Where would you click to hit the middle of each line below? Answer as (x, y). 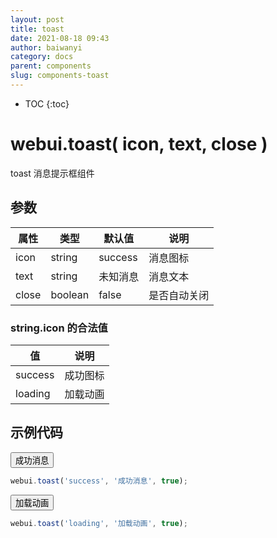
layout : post (37, 19)
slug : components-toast (60, 76)
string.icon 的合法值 (59, 328)
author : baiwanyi (46, 47)
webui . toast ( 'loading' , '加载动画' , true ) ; (99, 523)
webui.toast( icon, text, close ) (139, 144)
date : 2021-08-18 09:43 (60, 38)
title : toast (37, 29)
